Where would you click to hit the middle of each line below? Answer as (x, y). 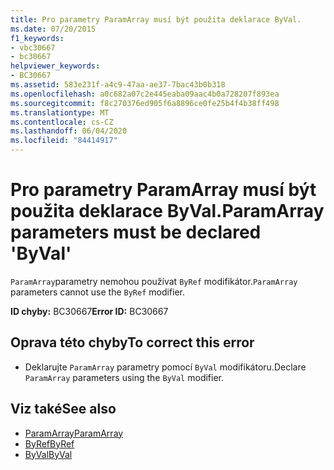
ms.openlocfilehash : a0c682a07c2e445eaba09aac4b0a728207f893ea (145, 94)
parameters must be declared (136, 232)
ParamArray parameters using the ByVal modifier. (124, 377)
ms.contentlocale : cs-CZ (62, 122)
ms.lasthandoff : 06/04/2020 (69, 131)
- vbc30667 (33, 47)
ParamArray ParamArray (74, 433)
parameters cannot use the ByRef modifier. (98, 292)
